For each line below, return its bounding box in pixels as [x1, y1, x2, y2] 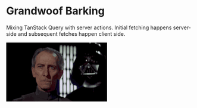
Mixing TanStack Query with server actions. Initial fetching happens [6, 24, 172, 31]
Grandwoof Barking [6, 4, 105, 18]
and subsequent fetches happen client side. [17, 30, 126, 37]
